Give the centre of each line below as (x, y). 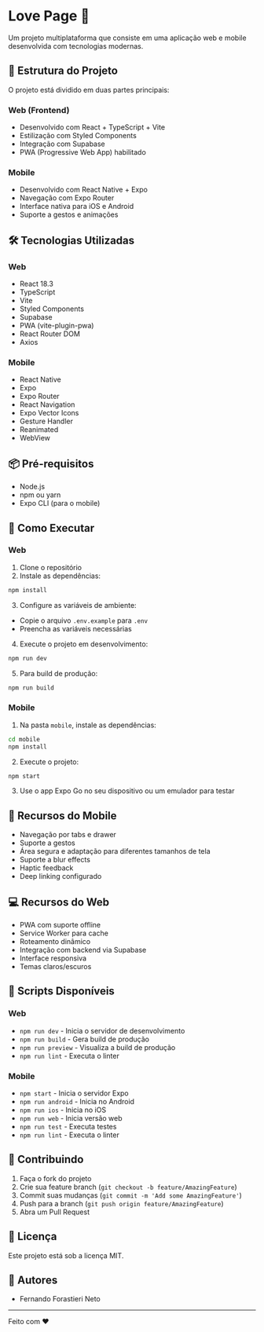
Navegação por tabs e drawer (68, 835)
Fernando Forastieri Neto (60, 1299)
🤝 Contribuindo (46, 1160)
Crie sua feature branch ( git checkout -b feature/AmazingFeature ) (128, 1187)
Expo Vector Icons (49, 413)
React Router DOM (50, 334)
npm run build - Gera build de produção (84, 1039)
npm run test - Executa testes (68, 1126)
